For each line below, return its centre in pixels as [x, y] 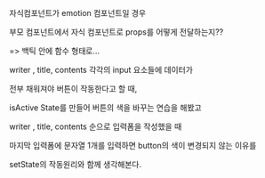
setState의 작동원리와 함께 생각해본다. [76, 164]
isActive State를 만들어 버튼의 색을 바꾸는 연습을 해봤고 [105, 108]
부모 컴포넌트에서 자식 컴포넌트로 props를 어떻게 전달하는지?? [116, 32]
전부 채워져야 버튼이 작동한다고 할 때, [73, 89]
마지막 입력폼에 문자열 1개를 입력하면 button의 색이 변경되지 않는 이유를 [133, 146]
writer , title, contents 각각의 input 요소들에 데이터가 [101, 70]
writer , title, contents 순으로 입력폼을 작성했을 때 [96, 126]
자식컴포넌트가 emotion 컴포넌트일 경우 [78, 13]
